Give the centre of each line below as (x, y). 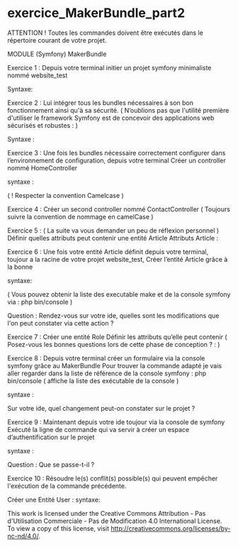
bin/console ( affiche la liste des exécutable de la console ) (93, 380)
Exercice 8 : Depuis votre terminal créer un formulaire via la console (106, 358)
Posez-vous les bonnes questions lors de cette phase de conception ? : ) (114, 344)
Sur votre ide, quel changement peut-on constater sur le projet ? (101, 408)
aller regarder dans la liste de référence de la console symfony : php (107, 373)
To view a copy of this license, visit (58, 528)
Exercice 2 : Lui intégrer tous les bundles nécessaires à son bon (100, 103)
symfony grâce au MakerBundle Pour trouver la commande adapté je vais (115, 365)
